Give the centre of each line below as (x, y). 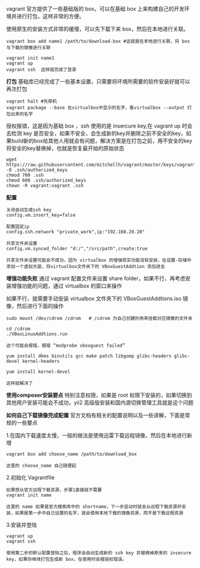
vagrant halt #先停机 (32, 101)
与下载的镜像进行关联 (28, 48)
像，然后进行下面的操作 (35, 306)
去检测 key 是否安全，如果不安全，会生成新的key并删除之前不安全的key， (96, 133)
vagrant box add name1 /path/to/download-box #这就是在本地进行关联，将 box (98, 41)
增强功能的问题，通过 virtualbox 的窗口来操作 (67, 286)
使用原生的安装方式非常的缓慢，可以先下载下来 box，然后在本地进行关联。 (98, 29)
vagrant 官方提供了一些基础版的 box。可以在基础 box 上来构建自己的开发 (95, 9)
